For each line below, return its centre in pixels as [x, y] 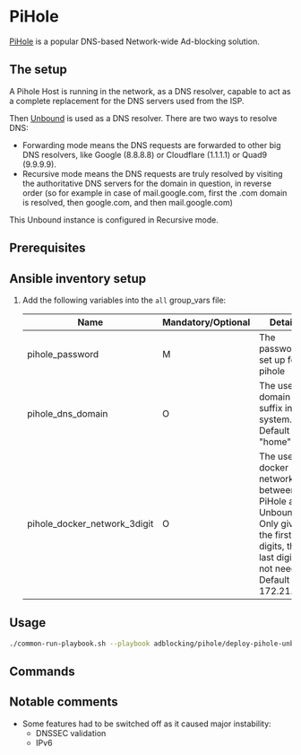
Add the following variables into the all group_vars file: [124, 300]
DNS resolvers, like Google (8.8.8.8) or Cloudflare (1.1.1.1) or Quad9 [144, 154]
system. [275, 419]
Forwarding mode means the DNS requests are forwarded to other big [151, 145]
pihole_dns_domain [67, 413]
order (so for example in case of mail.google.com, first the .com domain [155, 193]
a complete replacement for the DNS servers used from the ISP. [127, 101]
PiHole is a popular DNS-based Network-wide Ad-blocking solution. [134, 41]
